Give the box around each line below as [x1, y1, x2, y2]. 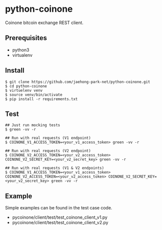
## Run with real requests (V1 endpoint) [5, 136, 91, 141]
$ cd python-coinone [5, 83, 48, 89]
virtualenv [12, 52, 33, 58]
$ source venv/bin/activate [5, 92, 63, 97]
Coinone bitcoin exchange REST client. [5, 20, 83, 26]
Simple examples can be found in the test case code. [5, 205, 112, 211]
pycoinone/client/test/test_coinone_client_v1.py [12, 214, 108, 220]
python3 [12, 47, 29, 52]
